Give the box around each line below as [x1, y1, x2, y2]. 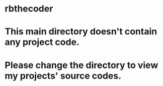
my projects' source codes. [5, 70, 122, 81]
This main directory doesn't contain [5, 26, 157, 37]
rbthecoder [5, 3, 53, 14]
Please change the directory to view [5, 59, 158, 70]
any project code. [5, 36, 80, 48]
